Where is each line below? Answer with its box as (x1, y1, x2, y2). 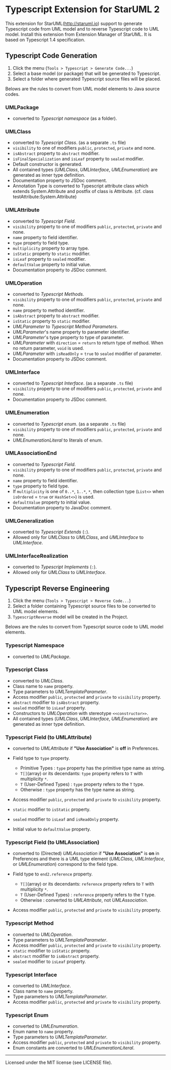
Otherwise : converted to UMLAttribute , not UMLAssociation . (20, 897, 149, 903)
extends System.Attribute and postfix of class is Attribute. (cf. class (12, 188, 154, 195)
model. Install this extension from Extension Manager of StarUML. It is (5, 31, 152, 37)
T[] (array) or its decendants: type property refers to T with (20, 771, 143, 777)
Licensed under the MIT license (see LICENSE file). (5, 1059, 112, 1065)
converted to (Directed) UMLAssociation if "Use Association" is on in (12, 850, 159, 857)
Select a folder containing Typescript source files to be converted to (12, 603, 156, 609)
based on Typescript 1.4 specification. (5, 37, 85, 43)
